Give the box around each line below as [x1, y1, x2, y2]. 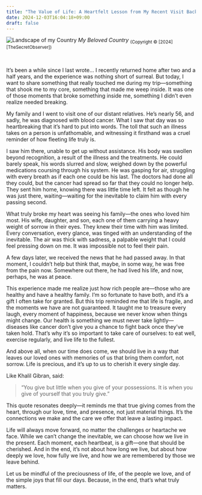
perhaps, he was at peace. [6, 273, 72, 281]
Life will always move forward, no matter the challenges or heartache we [6, 426, 186, 434]
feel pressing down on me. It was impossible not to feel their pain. [6, 242, 170, 250]
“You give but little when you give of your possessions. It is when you [20, 384, 194, 391]
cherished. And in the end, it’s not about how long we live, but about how [6, 446, 187, 453]
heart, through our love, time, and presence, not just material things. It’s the [6, 408, 193, 416]
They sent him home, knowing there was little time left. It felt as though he [6, 186, 189, 193]
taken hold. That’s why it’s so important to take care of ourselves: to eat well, [6, 329, 196, 337]
